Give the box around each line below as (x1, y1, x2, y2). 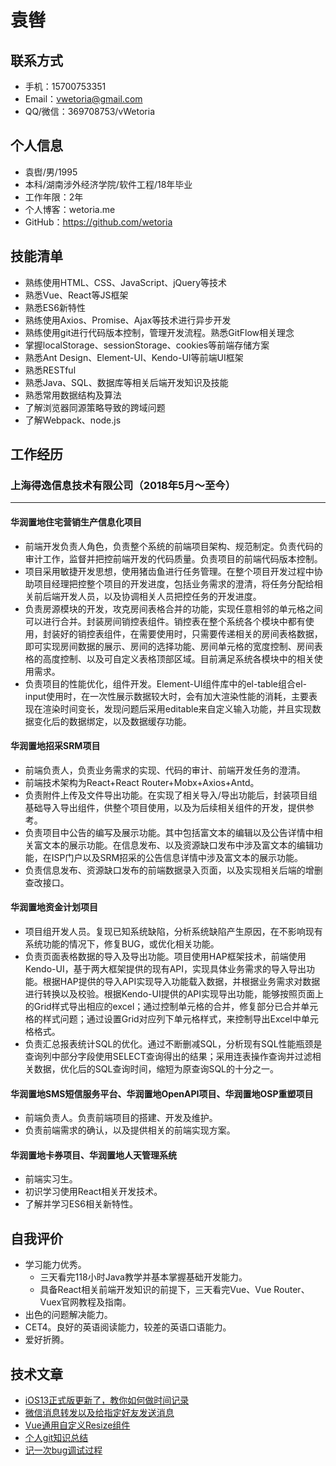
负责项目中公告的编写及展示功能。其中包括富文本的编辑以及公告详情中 (24, 826, 315, 838)
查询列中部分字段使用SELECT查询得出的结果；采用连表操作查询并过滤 (24, 1050, 313, 1062)
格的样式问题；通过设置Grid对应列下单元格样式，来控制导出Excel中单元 (24, 1012, 319, 1025)
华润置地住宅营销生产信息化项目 (10, 516, 142, 528)
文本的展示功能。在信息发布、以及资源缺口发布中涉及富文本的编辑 (42, 839, 315, 851)
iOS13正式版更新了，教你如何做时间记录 (24, 1394, 190, 1406)
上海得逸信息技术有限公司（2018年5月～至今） (10, 478, 237, 492)
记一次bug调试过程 (24, 1444, 103, 1456)
